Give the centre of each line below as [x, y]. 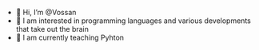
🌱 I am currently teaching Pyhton [70, 37]
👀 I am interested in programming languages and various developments [133, 21]
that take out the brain [52, 29]
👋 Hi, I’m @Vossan [46, 12]
